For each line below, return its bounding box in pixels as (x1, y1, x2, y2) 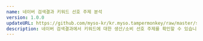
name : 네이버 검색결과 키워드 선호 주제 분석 (6, 8, 103, 15)
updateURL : (6, 20, 34, 26)
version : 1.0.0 (6, 14, 45, 20)
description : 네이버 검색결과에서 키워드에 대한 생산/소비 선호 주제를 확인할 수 (6, 25, 182, 32)
